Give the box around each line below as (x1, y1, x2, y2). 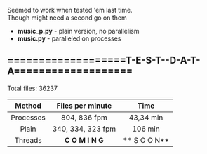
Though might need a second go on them (7, 13, 128, 22)
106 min (132, 124, 160, 134)
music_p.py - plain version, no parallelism (17, 27, 140, 35)
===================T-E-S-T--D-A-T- (7, 55, 201, 66)
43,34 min (128, 112, 163, 122)
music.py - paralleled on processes (17, 34, 121, 43)
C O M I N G (64, 135, 104, 145)
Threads (14, 135, 42, 145)
